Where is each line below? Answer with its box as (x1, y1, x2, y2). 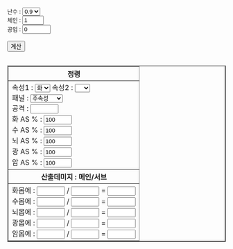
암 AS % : (12, 158, 42, 167)
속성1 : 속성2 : (12, 83, 74, 92)
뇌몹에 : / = (12, 207, 106, 216)
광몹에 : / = (12, 218, 106, 228)
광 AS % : (12, 147, 42, 156)
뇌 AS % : (12, 136, 42, 145)
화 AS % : (12, 114, 42, 124)
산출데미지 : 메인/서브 (40, 172, 107, 182)
